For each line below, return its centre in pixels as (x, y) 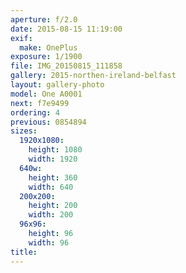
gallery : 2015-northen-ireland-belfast (93, 76)
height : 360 (53, 177)
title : (24, 252)
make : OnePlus (48, 47)
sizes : (24, 131)
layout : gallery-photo (57, 85)
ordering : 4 (35, 112)
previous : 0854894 (48, 122)
